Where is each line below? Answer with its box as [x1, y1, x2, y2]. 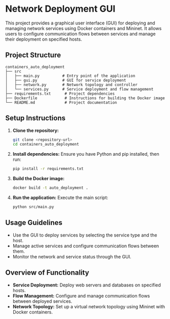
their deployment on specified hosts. [5, 36, 82, 42]
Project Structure [5, 51, 61, 60]
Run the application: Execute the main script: [12, 194, 108, 201]
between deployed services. [12, 298, 73, 304]
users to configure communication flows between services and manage [5, 31, 156, 37]
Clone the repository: [12, 127, 59, 133]
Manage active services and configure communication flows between [12, 243, 159, 249]
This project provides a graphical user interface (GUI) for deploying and [5, 20, 155, 26]
